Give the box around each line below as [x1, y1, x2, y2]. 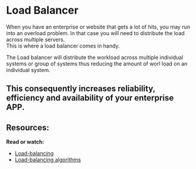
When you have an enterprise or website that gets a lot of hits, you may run [6, 23, 191, 30]
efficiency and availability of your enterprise [6, 93, 174, 103]
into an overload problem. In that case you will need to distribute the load [6, 29, 185, 36]
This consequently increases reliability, [6, 84, 156, 94]
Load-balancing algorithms [14, 156, 81, 164]
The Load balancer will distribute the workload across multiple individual [6, 54, 184, 61]
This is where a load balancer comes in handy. [6, 42, 120, 49]
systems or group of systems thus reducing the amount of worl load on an [6, 60, 188, 67]
